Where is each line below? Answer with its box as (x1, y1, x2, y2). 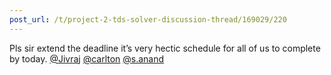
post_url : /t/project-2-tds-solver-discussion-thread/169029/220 (9, 14, 287, 25)
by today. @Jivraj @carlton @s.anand (9, 52, 165, 65)
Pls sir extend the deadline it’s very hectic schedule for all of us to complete (9, 42, 321, 54)
